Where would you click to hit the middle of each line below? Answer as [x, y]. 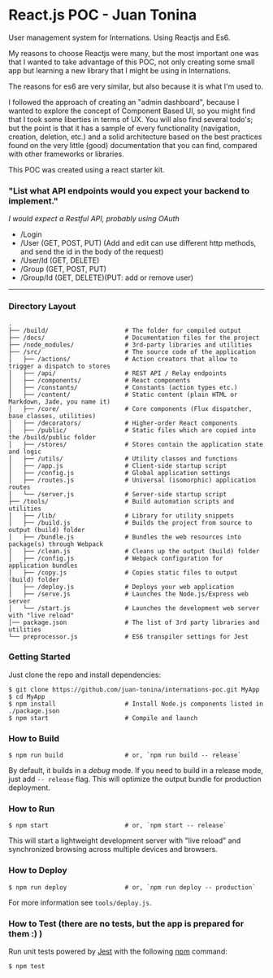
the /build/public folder [52, 437]
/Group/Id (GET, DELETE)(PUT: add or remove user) [106, 277]
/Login [31, 234]
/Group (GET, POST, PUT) [63, 269]
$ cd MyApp [27, 696]
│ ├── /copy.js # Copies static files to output [123, 572]
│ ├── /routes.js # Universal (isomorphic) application [132, 480]
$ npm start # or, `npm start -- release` [118, 826]
